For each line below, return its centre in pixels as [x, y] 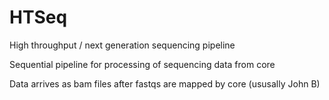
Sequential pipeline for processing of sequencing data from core [142, 64]
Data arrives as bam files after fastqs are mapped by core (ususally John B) [165, 83]
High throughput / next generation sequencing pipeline [122, 45]
